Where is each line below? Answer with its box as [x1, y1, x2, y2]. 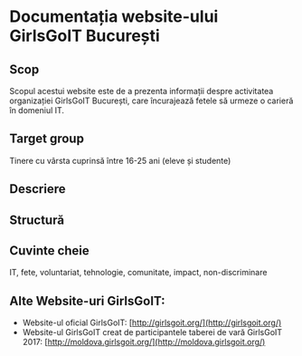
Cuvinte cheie [9, 243, 90, 258]
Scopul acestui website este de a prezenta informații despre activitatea [9, 86, 274, 96]
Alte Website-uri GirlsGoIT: [9, 293, 165, 309]
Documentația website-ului [9, 6, 219, 27]
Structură [9, 212, 65, 227]
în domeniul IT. [9, 105, 65, 115]
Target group [9, 131, 84, 147]
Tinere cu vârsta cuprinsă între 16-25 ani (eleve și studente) [9, 155, 231, 166]
